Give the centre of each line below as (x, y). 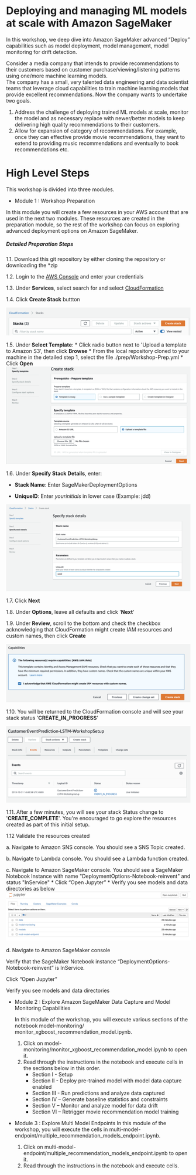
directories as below (31, 889)
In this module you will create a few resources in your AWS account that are (97, 212)
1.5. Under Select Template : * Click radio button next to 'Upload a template (97, 345)
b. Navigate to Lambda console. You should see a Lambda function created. (97, 858)
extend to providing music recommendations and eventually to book (97, 143)
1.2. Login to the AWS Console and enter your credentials (75, 276)
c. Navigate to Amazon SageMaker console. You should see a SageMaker (94, 870)
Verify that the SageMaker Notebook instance (61, 961)
